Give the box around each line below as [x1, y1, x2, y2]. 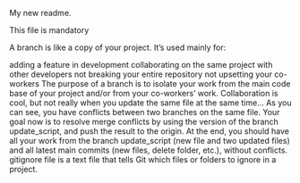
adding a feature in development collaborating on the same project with [9, 60, 273, 70]
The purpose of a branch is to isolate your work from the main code [41, 79, 291, 88]
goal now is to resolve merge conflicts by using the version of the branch [9, 116, 279, 127]
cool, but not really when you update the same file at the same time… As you [9, 97, 292, 108]
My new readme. [9, 8, 72, 18]
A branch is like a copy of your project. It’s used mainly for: [9, 42, 227, 53]
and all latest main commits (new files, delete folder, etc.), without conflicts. [9, 145, 288, 155]
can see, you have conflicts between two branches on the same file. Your [9, 107, 280, 117]
